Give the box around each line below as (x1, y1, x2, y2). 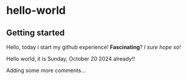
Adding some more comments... (6, 67, 86, 74)
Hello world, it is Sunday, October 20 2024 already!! (6, 55, 135, 62)
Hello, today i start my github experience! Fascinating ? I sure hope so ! (6, 43, 181, 51)
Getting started (6, 28, 65, 38)
